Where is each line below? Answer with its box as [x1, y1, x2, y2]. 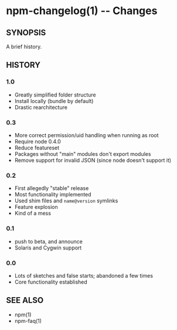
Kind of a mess [14, 210, 52, 217]
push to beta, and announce [14, 238, 83, 245]
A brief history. [6, 43, 42, 50]
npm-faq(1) [14, 317, 42, 324]
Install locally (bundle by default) [14, 97, 94, 104]
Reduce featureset [14, 144, 60, 151]
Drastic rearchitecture [14, 104, 67, 111]
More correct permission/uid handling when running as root [14, 131, 159, 139]
